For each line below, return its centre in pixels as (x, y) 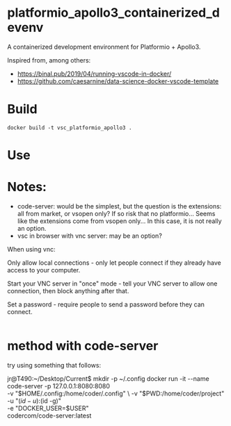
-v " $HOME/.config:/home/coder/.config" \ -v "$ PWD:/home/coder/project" (116, 393)
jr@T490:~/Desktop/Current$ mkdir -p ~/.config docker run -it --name (109, 378)
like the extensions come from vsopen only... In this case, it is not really (119, 221)
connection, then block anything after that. (68, 291)
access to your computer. (44, 270)
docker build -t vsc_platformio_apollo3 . (70, 128)
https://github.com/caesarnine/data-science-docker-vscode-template (118, 81)
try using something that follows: (54, 365)
